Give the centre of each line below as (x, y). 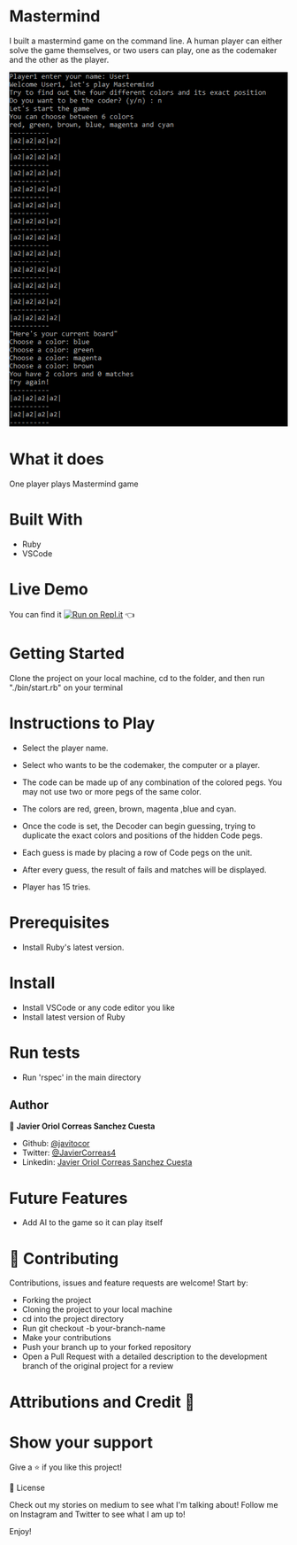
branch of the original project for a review (98, 1366)
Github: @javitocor (56, 1144)
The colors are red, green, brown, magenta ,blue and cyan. (129, 809)
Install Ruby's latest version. (73, 947)
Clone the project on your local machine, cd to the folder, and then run (137, 678)
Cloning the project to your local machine (97, 1309)
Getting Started (67, 654)
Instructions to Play (82, 723)
